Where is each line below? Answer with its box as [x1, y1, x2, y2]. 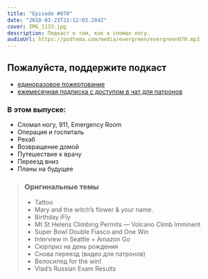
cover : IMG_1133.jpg [7, 23, 67, 30]
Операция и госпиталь [17, 128, 85, 136]
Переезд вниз [17, 158, 59, 166]
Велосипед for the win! [34, 257, 102, 265]
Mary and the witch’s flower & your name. [34, 205, 154, 214]
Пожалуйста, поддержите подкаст [7, 62, 167, 74]
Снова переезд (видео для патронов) [34, 249, 146, 257]
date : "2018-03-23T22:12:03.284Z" [7, 17, 107, 24]
